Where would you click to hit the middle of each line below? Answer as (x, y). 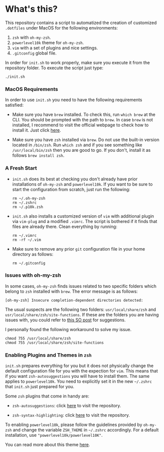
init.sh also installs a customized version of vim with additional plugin (83, 216)
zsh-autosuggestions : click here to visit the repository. (67, 406)
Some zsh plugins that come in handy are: (47, 396)
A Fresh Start (21, 168)
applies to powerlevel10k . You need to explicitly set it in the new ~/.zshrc (79, 381)
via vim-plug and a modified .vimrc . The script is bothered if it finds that (85, 221)
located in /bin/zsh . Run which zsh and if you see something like (77, 145)
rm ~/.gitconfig (29, 263)
